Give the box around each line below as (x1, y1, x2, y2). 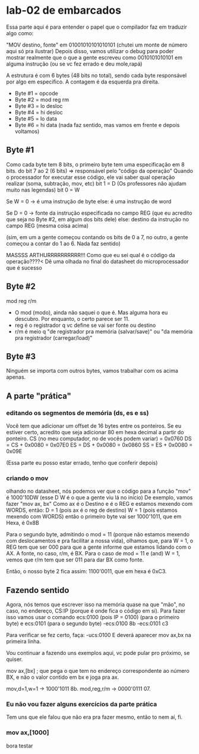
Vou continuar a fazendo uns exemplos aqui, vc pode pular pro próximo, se (6, 650, 190, 657)
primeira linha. (6, 638, 42, 645)
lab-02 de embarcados (6, 4, 122, 17)
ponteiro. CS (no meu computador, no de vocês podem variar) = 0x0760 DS (6, 435, 192, 442)
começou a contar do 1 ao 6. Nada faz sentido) (6, 240, 121, 247)
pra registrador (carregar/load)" (14, 334, 93, 341)
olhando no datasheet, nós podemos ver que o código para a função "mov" (6, 487, 191, 495)
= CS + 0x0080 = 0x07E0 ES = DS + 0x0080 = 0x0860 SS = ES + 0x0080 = (6, 441, 193, 449)
